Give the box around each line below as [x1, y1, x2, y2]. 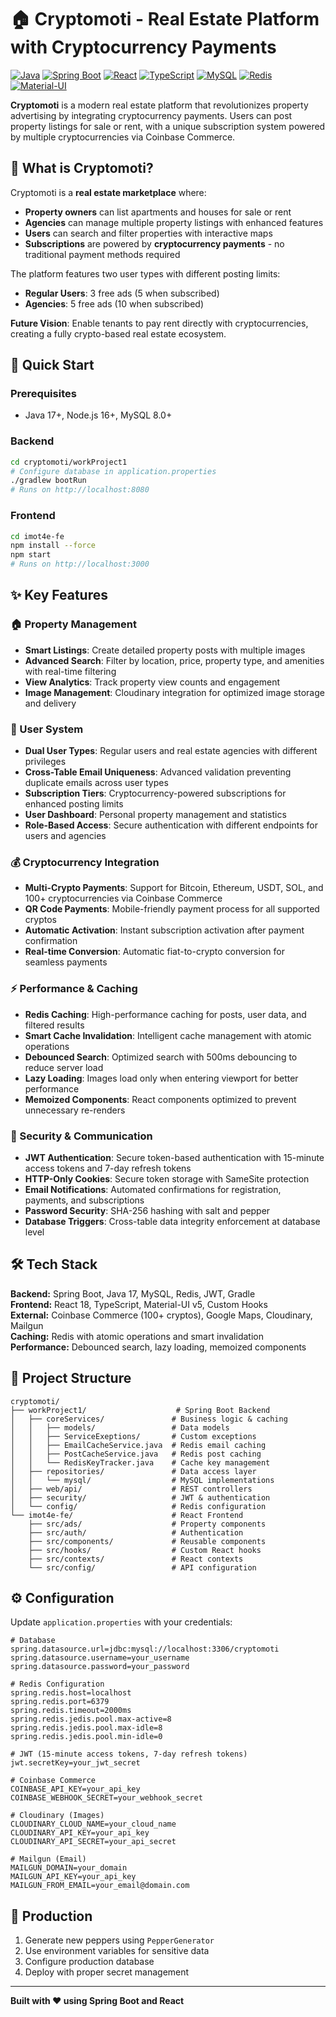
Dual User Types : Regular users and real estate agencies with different [24, 745, 318, 757]
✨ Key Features [10, 587, 108, 604]
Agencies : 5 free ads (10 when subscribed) [24, 297, 205, 310]
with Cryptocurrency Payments [10, 36, 277, 59]
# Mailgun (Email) [10, 1854, 87, 1865]
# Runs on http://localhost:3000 [10, 559, 150, 570]
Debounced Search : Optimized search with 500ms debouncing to [24, 1051, 298, 1063]
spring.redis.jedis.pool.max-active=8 [10, 1714, 172, 1725]
